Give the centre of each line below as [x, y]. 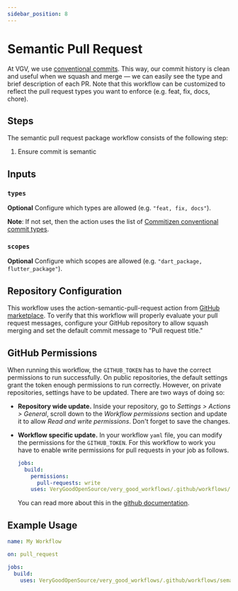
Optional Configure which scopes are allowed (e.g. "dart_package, [105, 261]
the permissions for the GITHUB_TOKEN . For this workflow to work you [117, 442]
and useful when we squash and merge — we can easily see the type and [115, 76]
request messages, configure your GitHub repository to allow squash [108, 323]
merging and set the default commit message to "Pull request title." [105, 331]
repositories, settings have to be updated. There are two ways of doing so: [116, 392]
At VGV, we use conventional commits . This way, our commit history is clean [119, 69]
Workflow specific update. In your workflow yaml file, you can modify [120, 435]
